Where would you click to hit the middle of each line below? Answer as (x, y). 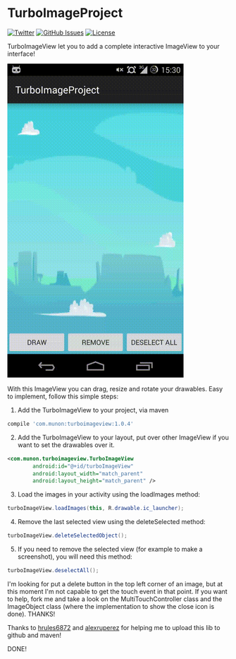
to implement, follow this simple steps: (63, 396)
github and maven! (35, 635)
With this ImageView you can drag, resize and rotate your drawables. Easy (115, 388)
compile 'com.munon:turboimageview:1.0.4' (70, 424)
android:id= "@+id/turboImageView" (83, 466)
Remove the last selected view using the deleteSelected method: (111, 522)
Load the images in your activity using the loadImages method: (109, 494)
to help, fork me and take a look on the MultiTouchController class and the (115, 599)
